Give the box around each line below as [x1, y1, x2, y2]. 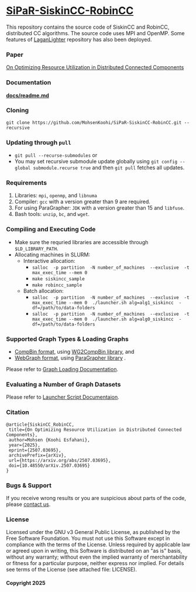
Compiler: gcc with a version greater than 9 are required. [14, 198, 151, 206]
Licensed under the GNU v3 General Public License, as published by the [6, 529, 180, 536]
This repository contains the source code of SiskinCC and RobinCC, [6, 23, 170, 30]
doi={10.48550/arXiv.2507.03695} [8, 463, 91, 468]
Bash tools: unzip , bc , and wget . [14, 211, 90, 218]
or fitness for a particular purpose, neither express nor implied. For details [6, 560, 184, 567]
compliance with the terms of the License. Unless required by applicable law [6, 541, 191, 548]
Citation [6, 408, 29, 416]
